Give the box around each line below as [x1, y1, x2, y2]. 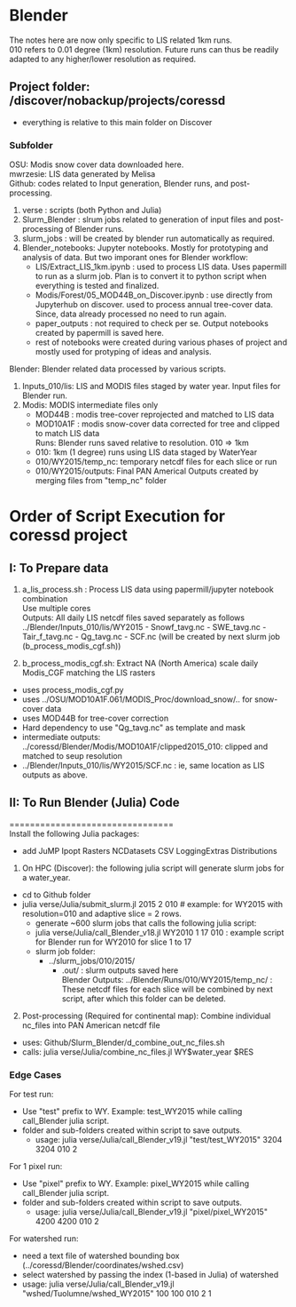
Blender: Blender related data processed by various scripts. [9, 363, 227, 374]
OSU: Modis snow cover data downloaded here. [9, 159, 184, 170]
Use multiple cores [21, 603, 91, 614]
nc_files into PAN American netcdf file [21, 1019, 161, 1031]
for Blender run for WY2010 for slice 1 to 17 [35, 936, 192, 947]
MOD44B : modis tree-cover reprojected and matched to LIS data [35, 410, 275, 420]
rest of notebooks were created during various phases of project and [35, 337, 288, 347]
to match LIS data [35, 428, 100, 439]
